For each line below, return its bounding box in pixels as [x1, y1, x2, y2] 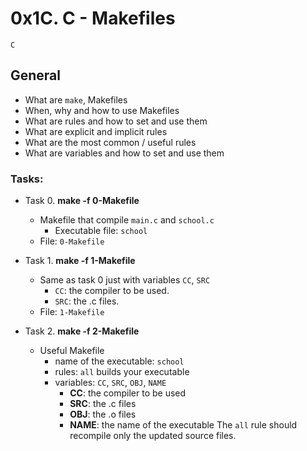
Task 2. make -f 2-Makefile [24, 325, 140, 337]
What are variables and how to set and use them [24, 147, 225, 159]
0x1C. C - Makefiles [10, 7, 176, 30]
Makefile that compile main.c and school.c [39, 214, 215, 226]
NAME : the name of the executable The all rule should [69, 419, 298, 431]
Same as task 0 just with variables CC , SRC [39, 274, 211, 286]
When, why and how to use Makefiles [24, 104, 180, 116]
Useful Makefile [39, 345, 105, 357]
